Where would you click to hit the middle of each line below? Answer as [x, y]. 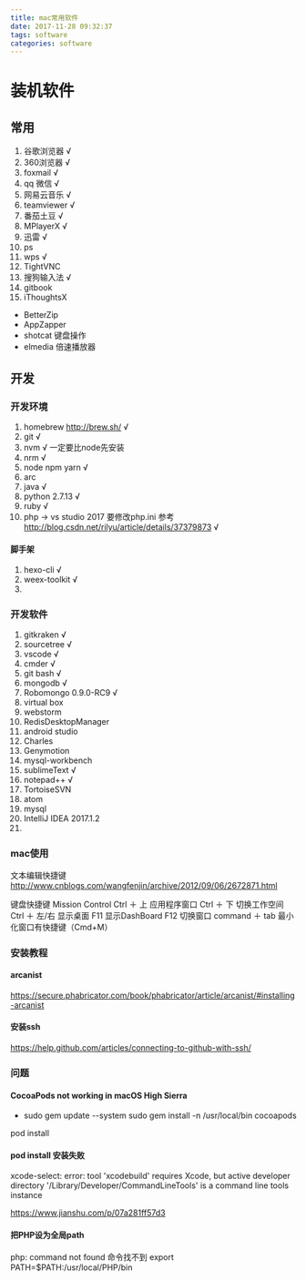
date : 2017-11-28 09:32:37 [61, 26]
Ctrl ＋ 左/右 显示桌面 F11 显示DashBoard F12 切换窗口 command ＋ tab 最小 [152, 915]
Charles [38, 741]
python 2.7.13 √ [52, 496]
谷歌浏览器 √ [47, 151]
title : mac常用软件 [45, 18]
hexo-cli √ [42, 570]
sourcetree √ [47, 645]
